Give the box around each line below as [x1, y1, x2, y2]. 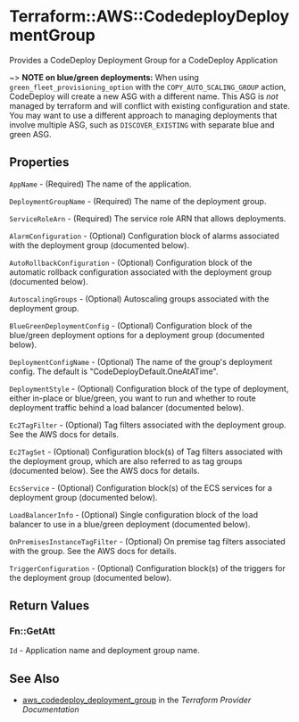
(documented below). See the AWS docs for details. [9, 465, 200, 476]
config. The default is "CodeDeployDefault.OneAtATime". [9, 366, 219, 377]
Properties [9, 154, 70, 170]
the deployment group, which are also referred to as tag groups [9, 455, 243, 466]
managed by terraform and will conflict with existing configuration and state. [9, 100, 290, 111]
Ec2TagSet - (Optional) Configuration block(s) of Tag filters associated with [9, 446, 284, 457]
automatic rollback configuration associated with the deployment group [9, 266, 272, 278]
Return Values [9, 598, 90, 613]
